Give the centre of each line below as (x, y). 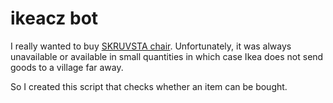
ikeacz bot (54, 18)
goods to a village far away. (67, 67)
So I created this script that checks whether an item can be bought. (149, 86)
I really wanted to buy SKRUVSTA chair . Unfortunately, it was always (151, 46)
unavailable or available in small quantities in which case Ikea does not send (167, 56)
